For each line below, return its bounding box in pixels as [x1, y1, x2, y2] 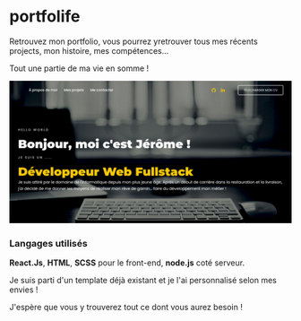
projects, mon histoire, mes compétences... [9, 45, 169, 56]
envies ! [9, 284, 39, 295]
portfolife [9, 6, 81, 27]
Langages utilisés [9, 237, 88, 249]
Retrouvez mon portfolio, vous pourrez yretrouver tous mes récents [9, 36, 258, 47]
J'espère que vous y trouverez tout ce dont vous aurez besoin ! [9, 302, 244, 313]
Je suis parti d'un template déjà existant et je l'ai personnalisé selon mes [9, 275, 278, 286]
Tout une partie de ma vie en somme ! [9, 63, 150, 74]
